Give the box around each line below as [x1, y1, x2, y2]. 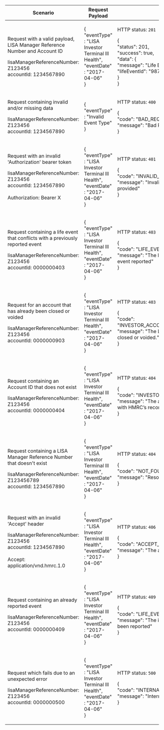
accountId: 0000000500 [7, 699, 65, 705]
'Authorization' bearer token [7, 159, 72, 165]
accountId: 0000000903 [7, 337, 65, 344]
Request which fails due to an [7, 670, 75, 676]
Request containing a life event [7, 229, 79, 235]
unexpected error [7, 676, 48, 682]
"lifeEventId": [117, 68, 147, 75]
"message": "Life [117, 62, 156, 68]
